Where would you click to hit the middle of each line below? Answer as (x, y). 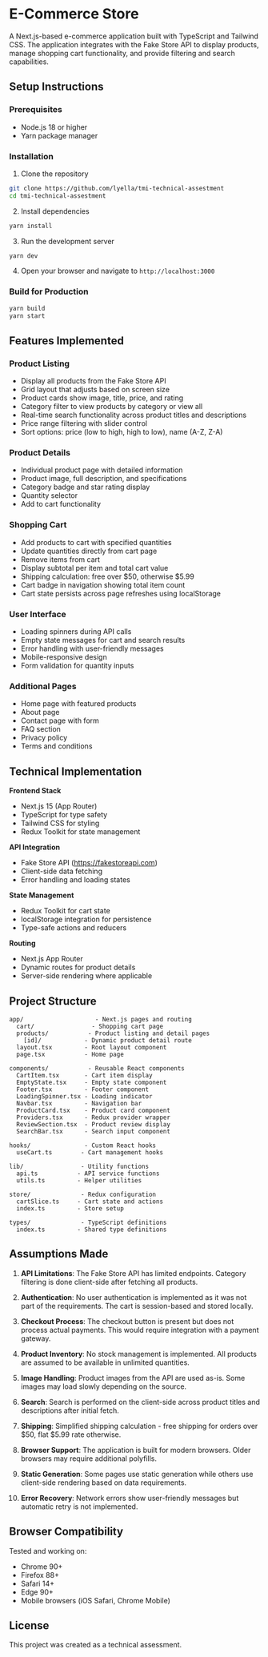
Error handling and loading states (75, 880)
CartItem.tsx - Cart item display (84, 1075)
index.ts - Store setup (70, 1208)
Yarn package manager (59, 135)
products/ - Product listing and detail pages (113, 1033)
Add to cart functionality (61, 504)
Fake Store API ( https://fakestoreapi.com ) (89, 863)
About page (40, 712)
